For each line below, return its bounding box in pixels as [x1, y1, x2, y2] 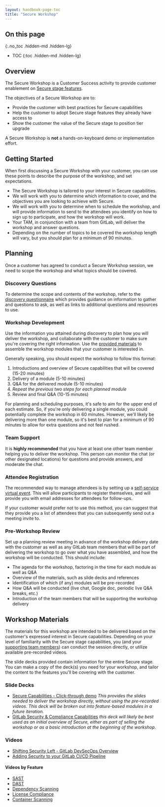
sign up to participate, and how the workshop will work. [12, 214, 125, 220]
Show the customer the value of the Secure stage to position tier [12, 120, 144, 126]
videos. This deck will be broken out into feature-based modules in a [12, 703, 152, 709]
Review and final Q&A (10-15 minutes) [12, 391, 89, 397]
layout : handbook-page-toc [5, 7, 61, 12]
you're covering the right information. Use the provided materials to [5, 341, 142, 347]
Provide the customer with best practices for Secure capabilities [12, 105, 143, 111]
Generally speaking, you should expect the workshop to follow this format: [5, 356, 156, 362]
